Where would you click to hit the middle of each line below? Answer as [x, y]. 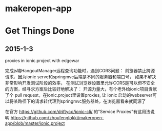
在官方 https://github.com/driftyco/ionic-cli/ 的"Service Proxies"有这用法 [78, 112]
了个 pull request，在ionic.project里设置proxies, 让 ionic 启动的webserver [79, 95]
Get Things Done [40, 31]
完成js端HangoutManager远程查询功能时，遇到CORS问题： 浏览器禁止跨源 [80, 71]
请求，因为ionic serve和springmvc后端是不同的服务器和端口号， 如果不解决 [81, 77]
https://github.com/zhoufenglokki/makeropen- [57, 118]
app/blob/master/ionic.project [35, 123]
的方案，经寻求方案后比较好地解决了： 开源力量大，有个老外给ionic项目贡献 [81, 89]
